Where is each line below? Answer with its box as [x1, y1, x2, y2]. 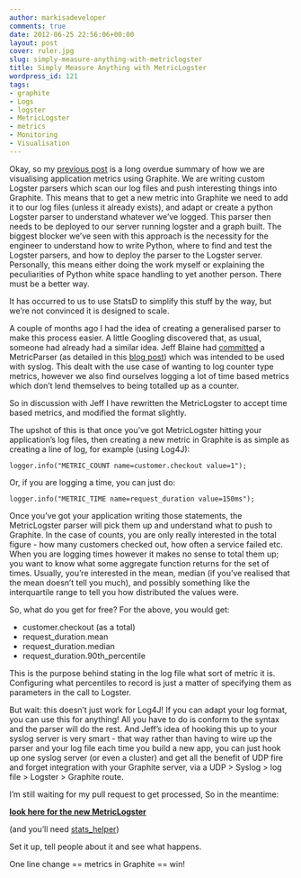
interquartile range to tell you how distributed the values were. [9, 586, 240, 597]
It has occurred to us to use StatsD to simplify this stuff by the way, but [9, 295, 272, 306]
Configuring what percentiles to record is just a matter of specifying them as [9, 677, 292, 688]
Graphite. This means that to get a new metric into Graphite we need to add [9, 192, 288, 203]
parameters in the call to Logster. [9, 686, 132, 698]
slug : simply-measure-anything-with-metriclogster [9, 55, 203, 64]
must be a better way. [9, 278, 90, 289]
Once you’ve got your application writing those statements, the [9, 510, 243, 520]
